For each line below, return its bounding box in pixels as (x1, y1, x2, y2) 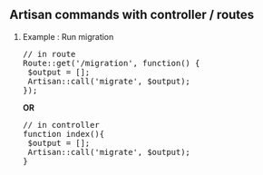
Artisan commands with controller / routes (9, 7, 255, 23)
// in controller (22, 120, 100, 130)
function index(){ (22, 129, 105, 139)
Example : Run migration (22, 31, 114, 42)
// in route (22, 49, 76, 59)
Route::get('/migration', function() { (22, 58, 200, 68)
